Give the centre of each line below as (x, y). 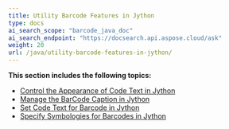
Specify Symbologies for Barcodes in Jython (93, 116)
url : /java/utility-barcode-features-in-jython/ (90, 53)
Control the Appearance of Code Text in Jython (97, 91)
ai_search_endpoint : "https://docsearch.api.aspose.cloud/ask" (115, 38)
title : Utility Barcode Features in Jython (82, 16)
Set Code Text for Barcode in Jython (80, 107)
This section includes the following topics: (80, 75)
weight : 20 (26, 45)
